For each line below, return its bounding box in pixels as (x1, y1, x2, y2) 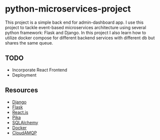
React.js (12, 109, 29, 115)
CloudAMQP (12, 130, 37, 136)
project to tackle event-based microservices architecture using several (5, 24, 146, 30)
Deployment (12, 72, 37, 78)
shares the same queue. (5, 40, 53, 46)
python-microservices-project (5, 3, 131, 15)
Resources (5, 86, 38, 94)
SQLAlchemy (12, 120, 38, 125)
